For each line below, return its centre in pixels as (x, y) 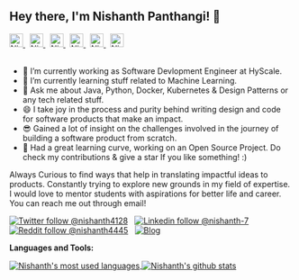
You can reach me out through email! (78, 203)
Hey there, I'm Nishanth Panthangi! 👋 (115, 17)
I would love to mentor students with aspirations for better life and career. (145, 194)
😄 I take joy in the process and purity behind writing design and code (151, 109)
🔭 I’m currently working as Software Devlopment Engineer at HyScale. (152, 71)
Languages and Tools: (52, 248)
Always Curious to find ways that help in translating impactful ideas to (139, 174)
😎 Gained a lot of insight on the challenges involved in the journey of (150, 128)
